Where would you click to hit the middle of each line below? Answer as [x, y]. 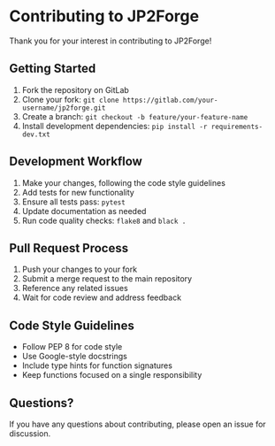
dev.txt [36, 135]
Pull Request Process [69, 248]
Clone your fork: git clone [70, 99]
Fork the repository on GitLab [76, 89]
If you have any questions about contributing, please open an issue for [138, 424]
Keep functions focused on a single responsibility [112, 375]
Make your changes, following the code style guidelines [123, 182]
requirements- [237, 127]
